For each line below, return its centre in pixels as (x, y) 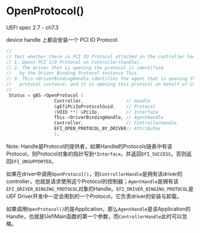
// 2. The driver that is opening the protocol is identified (85, 68)
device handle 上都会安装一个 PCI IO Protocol (62, 39)
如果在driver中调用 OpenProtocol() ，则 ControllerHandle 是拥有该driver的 (94, 173)
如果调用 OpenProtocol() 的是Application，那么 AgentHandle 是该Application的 (99, 209)
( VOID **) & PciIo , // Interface (106, 112)
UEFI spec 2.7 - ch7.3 (32, 27)
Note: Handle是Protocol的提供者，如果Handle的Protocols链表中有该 (89, 146)
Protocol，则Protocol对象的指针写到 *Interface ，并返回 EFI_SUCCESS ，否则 (96, 154)
